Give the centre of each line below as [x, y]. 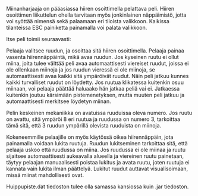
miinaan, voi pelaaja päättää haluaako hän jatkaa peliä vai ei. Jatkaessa [93, 88]
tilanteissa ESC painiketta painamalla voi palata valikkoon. [77, 27]
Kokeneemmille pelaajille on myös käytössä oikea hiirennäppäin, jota [90, 137]
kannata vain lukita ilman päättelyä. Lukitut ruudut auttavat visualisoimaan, [97, 169]
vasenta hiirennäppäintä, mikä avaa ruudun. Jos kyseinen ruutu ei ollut [93, 57]
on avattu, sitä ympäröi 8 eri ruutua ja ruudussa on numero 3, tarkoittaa [93, 119]
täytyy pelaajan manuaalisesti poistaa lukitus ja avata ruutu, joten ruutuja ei [98, 162]
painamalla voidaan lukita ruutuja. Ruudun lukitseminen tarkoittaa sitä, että [97, 143]
